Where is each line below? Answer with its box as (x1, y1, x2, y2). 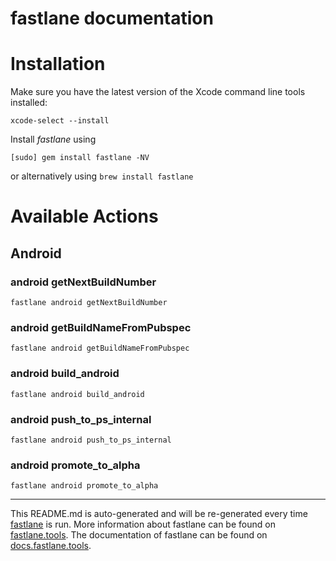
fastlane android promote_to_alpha (10, 481, 159, 491)
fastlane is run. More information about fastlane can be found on (10, 518, 276, 531)
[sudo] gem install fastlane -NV (10, 153, 150, 163)
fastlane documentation (10, 7, 214, 30)
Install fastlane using (10, 133, 97, 146)
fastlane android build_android (10, 389, 145, 399)
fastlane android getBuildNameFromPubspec (10, 343, 190, 354)
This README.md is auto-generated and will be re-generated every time (10, 508, 308, 520)
